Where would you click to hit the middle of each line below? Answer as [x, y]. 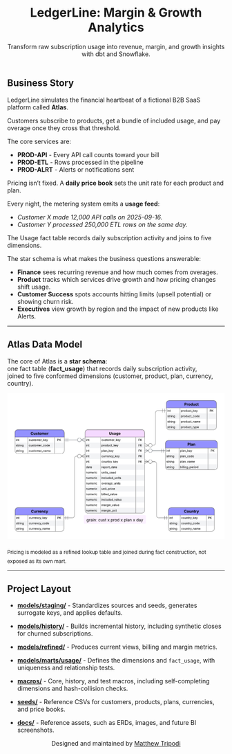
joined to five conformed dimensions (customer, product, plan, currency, [110, 376]
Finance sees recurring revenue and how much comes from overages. [118, 272]
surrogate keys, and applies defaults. [70, 613]
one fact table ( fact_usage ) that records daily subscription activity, [102, 368]
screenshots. [36, 730]
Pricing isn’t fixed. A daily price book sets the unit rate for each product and [116, 183]
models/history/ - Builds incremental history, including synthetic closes [119, 626]
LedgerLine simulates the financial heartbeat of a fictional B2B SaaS [104, 100]
